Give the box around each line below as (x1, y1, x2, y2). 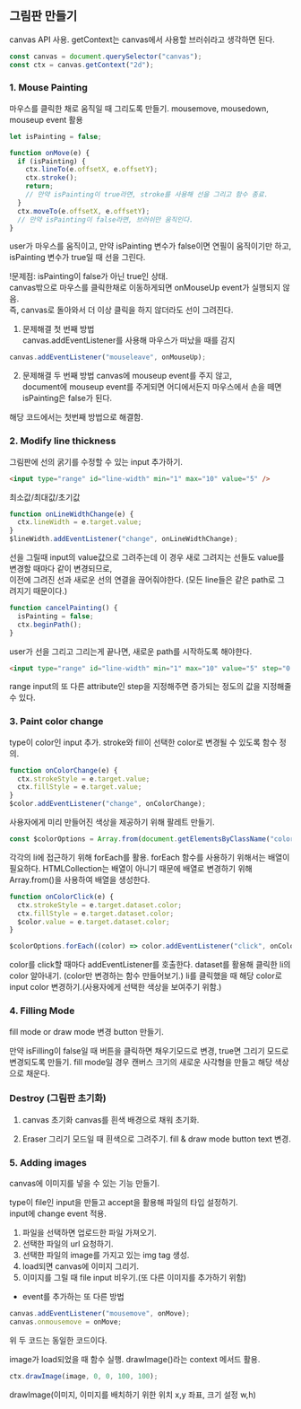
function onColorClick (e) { (9, 892, 115, 901)
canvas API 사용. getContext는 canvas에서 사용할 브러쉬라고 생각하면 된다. (9, 34, 275, 45)
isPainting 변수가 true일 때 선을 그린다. (9, 252, 146, 263)
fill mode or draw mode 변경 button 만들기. (9, 1026, 164, 1037)
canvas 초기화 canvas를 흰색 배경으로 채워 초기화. (21, 1114, 200, 1125)
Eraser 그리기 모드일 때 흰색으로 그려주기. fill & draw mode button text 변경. (21, 1133, 291, 1144)
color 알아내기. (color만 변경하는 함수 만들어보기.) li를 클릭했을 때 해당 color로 (9, 970, 282, 981)
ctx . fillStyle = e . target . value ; (17, 783, 142, 792)
